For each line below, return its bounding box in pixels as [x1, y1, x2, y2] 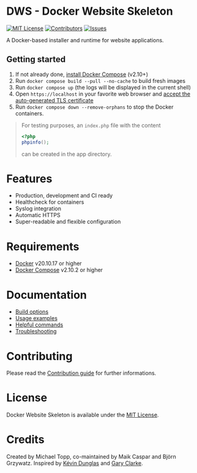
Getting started [6, 54, 66, 65]
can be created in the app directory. [21, 150, 112, 158]
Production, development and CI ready [15, 192, 113, 199]
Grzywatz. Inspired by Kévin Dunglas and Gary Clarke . [6, 460, 143, 467]
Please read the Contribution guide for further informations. [6, 369, 157, 377]
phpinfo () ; [21, 139, 50, 145]
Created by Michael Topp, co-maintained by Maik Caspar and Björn [6, 453, 176, 461]
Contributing [6, 349, 73, 363]
